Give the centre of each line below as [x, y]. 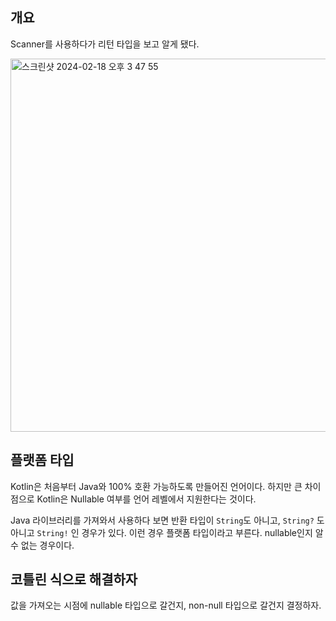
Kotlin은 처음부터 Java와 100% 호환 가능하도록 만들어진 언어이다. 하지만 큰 [156, 486]
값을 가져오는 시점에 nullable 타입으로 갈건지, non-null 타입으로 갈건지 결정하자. [166, 605]
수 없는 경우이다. [42, 545]
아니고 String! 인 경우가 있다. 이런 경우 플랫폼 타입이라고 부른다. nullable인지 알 [167, 532]
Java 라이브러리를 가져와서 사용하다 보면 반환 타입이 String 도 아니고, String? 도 [167, 520]
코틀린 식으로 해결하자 [74, 579]
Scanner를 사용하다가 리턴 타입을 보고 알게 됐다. [105, 44]
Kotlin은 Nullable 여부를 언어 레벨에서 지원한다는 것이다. [146, 499]
